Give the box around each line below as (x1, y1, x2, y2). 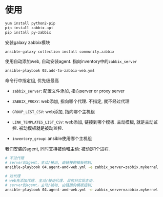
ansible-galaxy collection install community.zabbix (5, 49, 115, 54)
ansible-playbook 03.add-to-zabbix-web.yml (5, 68, 95, 73)
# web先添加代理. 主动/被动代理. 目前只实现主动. (5, 178, 95, 183)
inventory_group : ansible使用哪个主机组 (12, 136, 92, 141)
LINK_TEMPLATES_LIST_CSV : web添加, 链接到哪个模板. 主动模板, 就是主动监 (12, 119, 158, 125)
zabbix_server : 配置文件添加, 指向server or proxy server (12, 88, 125, 94)
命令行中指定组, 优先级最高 (5, 78, 59, 83)
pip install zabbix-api (5, 25, 54, 30)
